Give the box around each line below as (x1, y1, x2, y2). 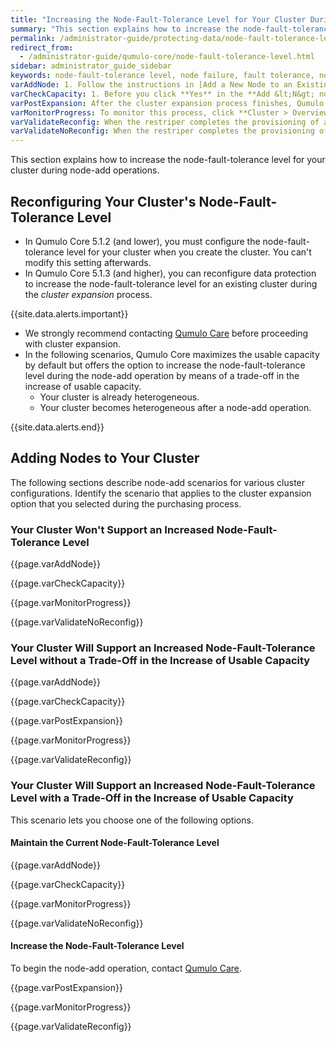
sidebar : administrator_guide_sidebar (10, 61, 172, 71)
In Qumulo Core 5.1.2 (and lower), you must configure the (24, 235, 261, 247)
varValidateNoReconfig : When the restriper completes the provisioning (10, 126, 315, 136)
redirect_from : (10, 42, 74, 53)
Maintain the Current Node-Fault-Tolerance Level (10, 837, 220, 849)
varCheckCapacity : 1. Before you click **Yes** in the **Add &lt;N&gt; (10, 89, 315, 99)
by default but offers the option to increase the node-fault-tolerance (24, 359, 306, 371)
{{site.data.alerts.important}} (10, 307, 129, 320)
